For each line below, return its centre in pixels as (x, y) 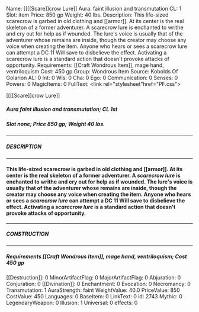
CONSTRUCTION (28, 234)
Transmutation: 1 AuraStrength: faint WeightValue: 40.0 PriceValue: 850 (93, 290)
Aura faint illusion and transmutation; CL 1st (62, 109)
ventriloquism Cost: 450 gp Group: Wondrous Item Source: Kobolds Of (92, 71)
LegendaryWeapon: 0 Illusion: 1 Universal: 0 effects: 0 (72, 303)
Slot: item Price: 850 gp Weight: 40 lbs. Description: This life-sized (87, 15)
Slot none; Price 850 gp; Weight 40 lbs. (56, 124)
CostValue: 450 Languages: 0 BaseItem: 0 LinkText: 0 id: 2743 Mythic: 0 (94, 297)
